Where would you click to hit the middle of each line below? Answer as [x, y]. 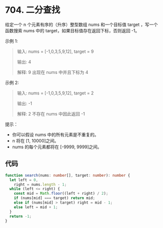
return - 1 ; [21, 216]
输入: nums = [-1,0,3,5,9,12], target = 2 [55, 93]
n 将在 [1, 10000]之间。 [35, 140]
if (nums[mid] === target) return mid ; [55, 198]
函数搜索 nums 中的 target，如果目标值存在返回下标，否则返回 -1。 [72, 30]
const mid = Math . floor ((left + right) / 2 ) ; [61, 194]
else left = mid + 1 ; [36, 207]
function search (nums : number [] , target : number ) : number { [68, 175]
